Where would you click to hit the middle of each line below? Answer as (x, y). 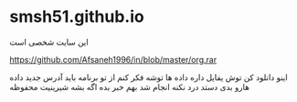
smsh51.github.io (77, 17)
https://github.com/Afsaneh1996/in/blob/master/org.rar (113, 59)
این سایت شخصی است (49, 42)
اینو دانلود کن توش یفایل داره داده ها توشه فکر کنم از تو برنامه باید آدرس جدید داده (148, 77)
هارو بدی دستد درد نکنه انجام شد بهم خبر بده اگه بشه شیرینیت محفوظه (129, 87)
